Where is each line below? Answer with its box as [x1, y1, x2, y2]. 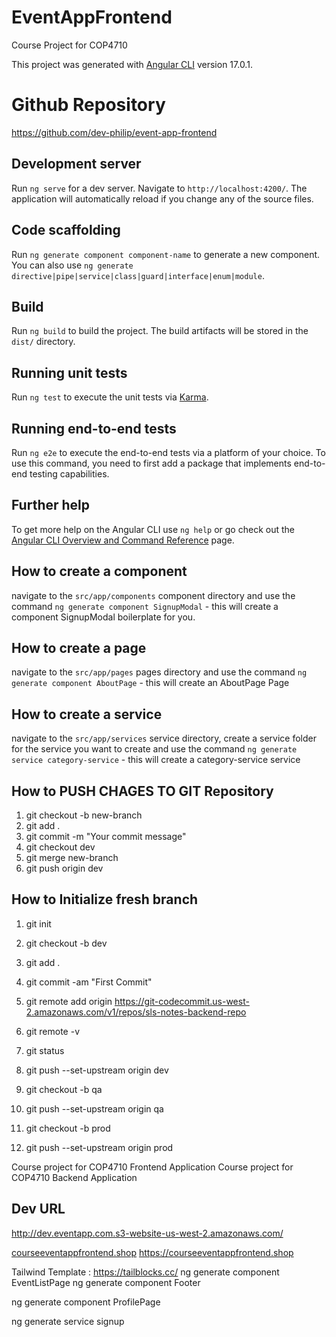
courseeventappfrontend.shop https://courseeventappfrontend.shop [11, 1246, 294, 1258]
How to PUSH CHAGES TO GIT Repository [11, 782, 274, 800]
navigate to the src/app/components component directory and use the [11, 589, 296, 601]
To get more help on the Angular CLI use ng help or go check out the [11, 523, 295, 535]
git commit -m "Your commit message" [25, 831, 187, 842]
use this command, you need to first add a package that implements [11, 457, 292, 469]
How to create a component [11, 563, 188, 580]
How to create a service [11, 706, 163, 723]
